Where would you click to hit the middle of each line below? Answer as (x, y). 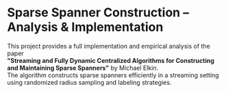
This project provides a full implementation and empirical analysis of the (109, 46)
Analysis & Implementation (85, 27)
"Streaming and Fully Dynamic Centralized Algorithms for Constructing (111, 60)
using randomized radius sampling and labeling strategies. (89, 82)
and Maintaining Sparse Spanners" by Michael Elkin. (83, 68)
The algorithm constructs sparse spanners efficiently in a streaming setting (113, 75)
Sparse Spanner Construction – (98, 13)
